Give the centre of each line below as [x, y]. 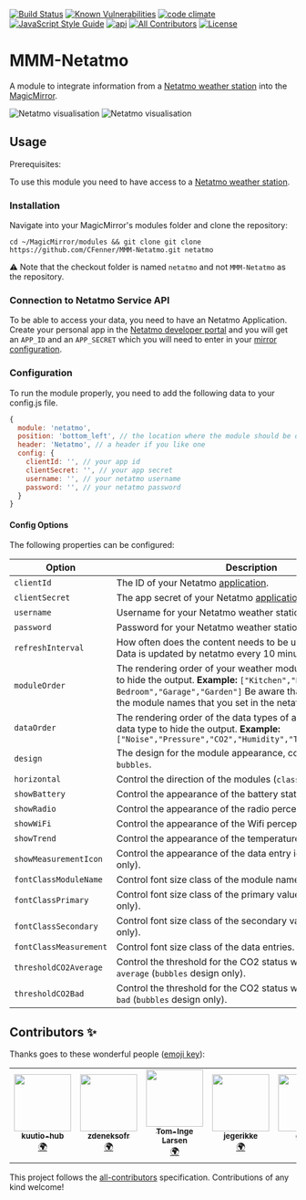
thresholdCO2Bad [49, 994]
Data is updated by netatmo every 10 [196, 654]
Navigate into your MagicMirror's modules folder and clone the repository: [149, 226]
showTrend [35, 839]
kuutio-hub [43, 1136]
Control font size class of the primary [195, 895]
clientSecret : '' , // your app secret [99, 470]
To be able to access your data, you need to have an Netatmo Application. [148, 321]
